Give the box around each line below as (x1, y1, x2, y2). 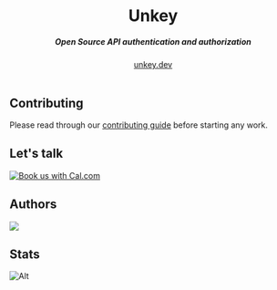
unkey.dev (133, 59, 173, 70)
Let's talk (9, 146, 64, 161)
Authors (9, 197, 57, 212)
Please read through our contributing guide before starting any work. (9, 119, 269, 130)
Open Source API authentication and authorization (54, 36, 252, 47)
